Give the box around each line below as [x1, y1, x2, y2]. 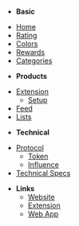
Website [27, 193, 55, 201]
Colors [15, 39, 38, 49]
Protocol [15, 143, 44, 152]
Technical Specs [15, 169, 71, 177]
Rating [15, 31, 38, 40]
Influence [27, 160, 60, 169]
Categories [15, 56, 53, 65]
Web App [27, 209, 59, 218]
